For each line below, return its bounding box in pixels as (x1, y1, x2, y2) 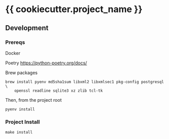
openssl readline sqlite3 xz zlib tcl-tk (14, 88, 103, 93)
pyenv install (5, 107, 35, 112)
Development (5, 24, 49, 32)
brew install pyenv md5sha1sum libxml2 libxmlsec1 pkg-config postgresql (5, 79, 164, 84)
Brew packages (5, 69, 38, 76)
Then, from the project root (5, 97, 62, 103)
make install (5, 130, 33, 135)
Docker (5, 50, 21, 56)
